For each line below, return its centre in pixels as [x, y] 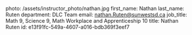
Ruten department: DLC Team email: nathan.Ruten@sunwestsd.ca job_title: [96, 15]
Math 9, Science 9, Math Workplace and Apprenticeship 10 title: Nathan [92, 21]
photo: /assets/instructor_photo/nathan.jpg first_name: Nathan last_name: [95, 8]
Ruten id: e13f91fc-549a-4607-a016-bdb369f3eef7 [68, 27]
